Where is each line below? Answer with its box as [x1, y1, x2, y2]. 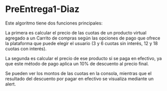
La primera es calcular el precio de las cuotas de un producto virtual [5, 29, 147, 35]
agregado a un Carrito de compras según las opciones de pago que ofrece [5, 35, 160, 41]
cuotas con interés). [5, 45, 47, 51]
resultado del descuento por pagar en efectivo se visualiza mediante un [5, 75, 154, 81]
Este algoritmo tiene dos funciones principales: [5, 20, 103, 26]
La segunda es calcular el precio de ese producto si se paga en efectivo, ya [5, 55, 162, 61]
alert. [5, 81, 16, 87]
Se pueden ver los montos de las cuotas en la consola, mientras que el [5, 70, 152, 76]
